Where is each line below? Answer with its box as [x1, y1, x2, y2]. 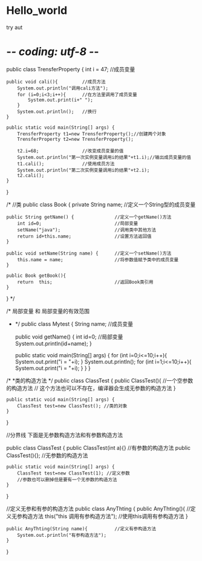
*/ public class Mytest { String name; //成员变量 [15, 320, 134, 327]
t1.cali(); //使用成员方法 [17, 161, 115, 167]
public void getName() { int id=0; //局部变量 [15, 333, 123, 340]
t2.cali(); [17, 172, 45, 178]
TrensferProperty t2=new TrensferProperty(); [17, 136, 134, 142]
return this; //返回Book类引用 [17, 279, 154, 285]
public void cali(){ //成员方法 [6, 79, 106, 85]
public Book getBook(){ [6, 273, 67, 279]
